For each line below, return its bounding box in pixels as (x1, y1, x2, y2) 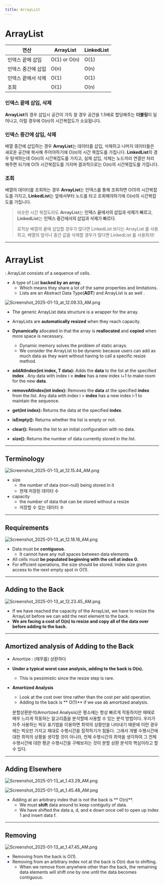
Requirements (5, 523, 49, 532)
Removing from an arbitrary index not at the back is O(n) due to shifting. (12, 859, 157, 865)
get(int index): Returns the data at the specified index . (12, 408, 123, 413)
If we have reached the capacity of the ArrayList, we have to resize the (12, 608, 155, 614)
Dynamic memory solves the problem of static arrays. (19, 343, 128, 348)
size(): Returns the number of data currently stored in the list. (12, 436, 136, 442)
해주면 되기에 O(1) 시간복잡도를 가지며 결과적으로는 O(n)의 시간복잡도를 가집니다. (5, 162, 159, 168)
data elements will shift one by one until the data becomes (19, 869, 137, 875)
